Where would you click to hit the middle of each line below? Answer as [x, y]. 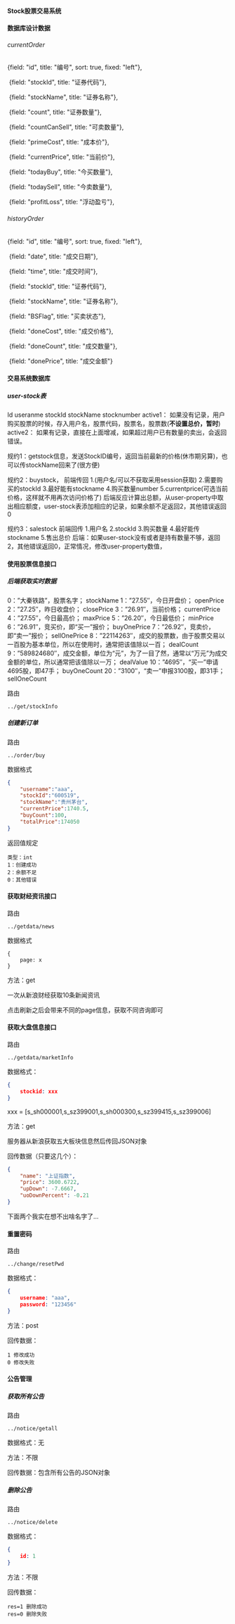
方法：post [23, 1325]
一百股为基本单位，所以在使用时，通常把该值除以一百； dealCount [103, 644]
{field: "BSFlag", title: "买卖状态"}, [57, 316]
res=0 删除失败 [27, 1614]
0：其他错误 [22, 880]
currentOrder [26, 44]
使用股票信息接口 [32, 564]
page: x [31, 960]
